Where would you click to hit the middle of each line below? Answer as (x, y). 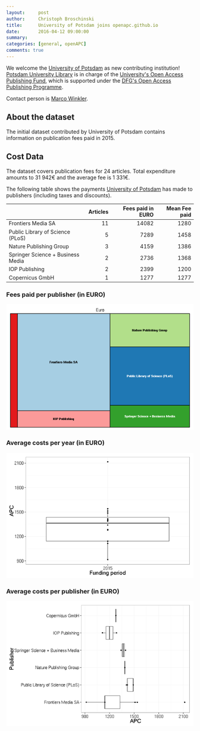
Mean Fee (179, 208)
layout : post (28, 13)
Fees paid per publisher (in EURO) (56, 294)
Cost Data (25, 157)
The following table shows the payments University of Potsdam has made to (99, 189)
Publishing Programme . (35, 87)
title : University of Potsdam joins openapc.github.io (82, 25)
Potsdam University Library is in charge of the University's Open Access (95, 74)
